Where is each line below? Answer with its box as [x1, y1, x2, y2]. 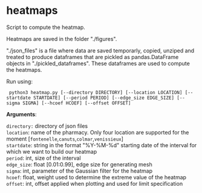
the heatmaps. [6, 66, 42, 73]
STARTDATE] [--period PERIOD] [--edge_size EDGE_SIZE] [33, 95, 174, 101]
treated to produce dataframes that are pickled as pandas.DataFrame [6, 53, 179, 60]
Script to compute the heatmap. [6, 24, 86, 31]
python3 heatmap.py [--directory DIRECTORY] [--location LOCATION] [8, 89, 183, 95]
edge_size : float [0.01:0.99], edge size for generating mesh [6, 160, 152, 168]
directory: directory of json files [6, 122, 88, 130]
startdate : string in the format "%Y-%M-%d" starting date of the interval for [6, 141, 197, 148]
